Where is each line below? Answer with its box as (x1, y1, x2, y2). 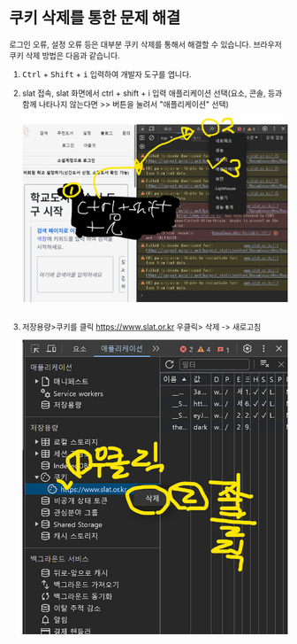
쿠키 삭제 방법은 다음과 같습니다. (9, 50, 121, 60)
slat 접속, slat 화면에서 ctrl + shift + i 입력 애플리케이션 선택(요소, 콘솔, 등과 (21, 88, 283, 98)
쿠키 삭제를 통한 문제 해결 (9, 8, 181, 28)
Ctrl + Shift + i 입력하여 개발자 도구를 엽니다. (21, 68, 192, 80)
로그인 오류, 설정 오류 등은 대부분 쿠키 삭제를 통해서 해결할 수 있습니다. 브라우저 (9, 39, 283, 50)
